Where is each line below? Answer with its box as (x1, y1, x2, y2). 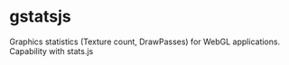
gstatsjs (9, 6, 72, 27)
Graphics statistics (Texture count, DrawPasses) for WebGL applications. (9, 36, 281, 47)
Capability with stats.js (9, 45, 94, 56)
